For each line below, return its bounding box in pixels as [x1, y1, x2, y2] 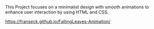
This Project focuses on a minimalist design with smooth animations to [5, 4, 149, 10]
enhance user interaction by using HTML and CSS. [5, 9, 109, 15]
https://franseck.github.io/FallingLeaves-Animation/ [5, 19, 111, 24]
